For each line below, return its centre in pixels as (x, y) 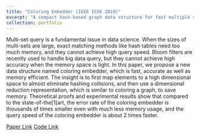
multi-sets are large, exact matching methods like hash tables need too (93, 46)
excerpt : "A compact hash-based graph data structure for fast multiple (98, 17)
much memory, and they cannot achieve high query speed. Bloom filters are (99, 52)
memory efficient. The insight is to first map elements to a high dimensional (99, 77)
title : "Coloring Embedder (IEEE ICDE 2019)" (63, 12)
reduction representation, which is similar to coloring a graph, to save (91, 90)
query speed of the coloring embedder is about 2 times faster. (82, 115)
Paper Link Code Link (32, 127)
